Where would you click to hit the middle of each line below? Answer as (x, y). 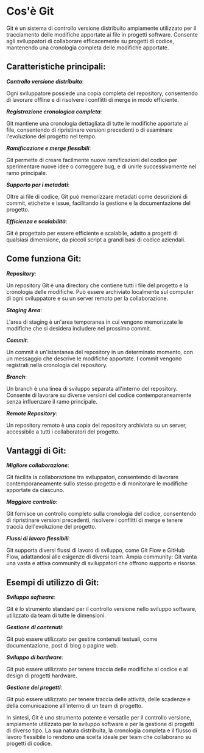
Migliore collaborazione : (38, 465)
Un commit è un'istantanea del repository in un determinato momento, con (100, 352)
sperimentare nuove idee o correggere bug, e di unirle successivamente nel (101, 166)
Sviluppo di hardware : (35, 657)
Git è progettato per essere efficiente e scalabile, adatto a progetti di (92, 233)
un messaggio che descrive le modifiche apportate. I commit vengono (94, 359)
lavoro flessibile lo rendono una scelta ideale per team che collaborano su (99, 737)
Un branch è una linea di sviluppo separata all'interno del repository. (92, 388)
